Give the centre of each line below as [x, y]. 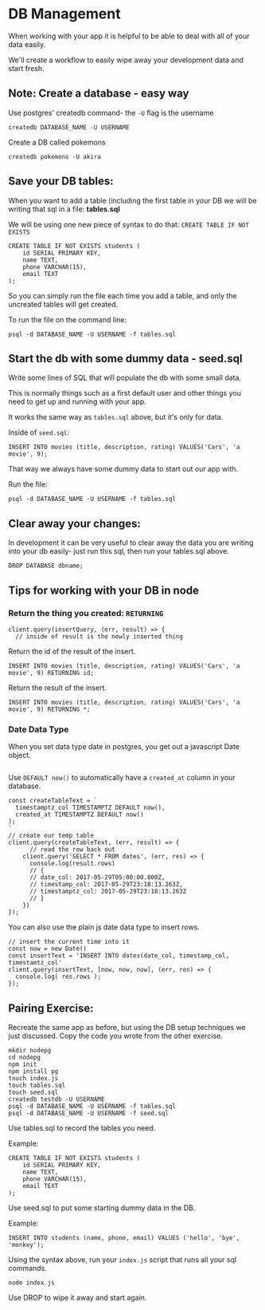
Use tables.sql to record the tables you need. [82, 1128]
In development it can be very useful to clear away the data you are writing [131, 543]
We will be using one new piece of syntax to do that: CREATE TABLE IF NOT [129, 224]
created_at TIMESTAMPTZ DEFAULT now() [80, 815]
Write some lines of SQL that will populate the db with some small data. [125, 378]
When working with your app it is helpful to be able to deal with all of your [129, 36]
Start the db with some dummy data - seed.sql [125, 359]
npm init [23, 1064]
